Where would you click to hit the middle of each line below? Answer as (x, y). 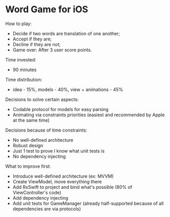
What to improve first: (28, 166)
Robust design (28, 145)
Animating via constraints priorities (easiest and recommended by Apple (89, 115)
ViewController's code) (37, 192)
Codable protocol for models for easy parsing (60, 109)
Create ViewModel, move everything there (57, 181)
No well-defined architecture (43, 140)
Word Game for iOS (47, 9)
